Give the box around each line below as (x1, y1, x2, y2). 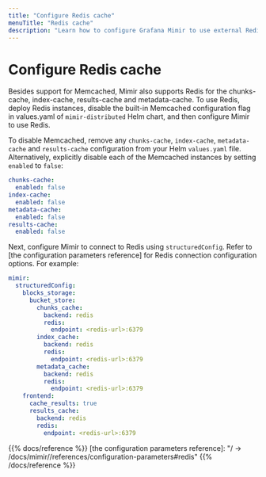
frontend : (22, 392, 55, 400)
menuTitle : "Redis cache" (8, 19, 93, 27)
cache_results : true (28, 399, 97, 408)
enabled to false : (8, 161, 63, 170)
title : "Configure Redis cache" (8, 11, 115, 20)
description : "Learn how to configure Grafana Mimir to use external (8, 26, 243, 34)
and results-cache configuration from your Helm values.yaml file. (27, 144, 241, 154)
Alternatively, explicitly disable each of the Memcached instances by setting (8, 152, 256, 162)
